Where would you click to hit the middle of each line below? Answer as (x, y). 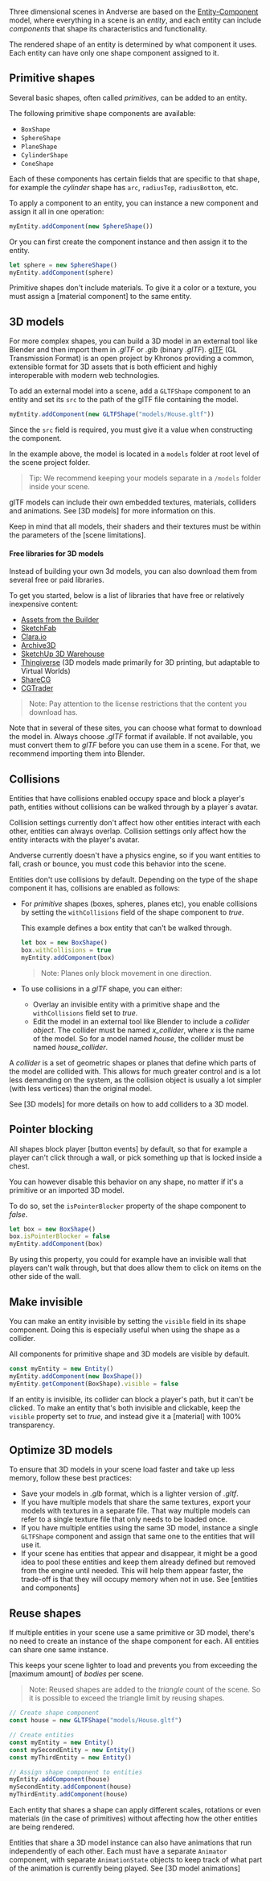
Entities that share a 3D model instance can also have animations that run (131, 1843)
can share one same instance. (59, 1650)
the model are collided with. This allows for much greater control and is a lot (135, 1071)
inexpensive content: (44, 604)
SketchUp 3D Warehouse (63, 654)
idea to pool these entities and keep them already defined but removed (138, 1562)
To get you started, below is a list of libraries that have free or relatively (127, 596)
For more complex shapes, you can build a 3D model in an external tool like (133, 341)
